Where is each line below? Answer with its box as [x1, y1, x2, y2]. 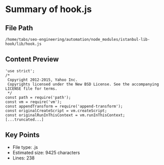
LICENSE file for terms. [5, 86, 58, 91]
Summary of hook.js [5, 4, 92, 15]
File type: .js [12, 144, 38, 150]
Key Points [5, 131, 40, 139]
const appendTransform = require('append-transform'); [5, 103, 123, 109]
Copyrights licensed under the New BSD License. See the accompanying [7, 82, 159, 87]
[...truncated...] [5, 117, 44, 122]
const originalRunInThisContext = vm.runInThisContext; [5, 113, 125, 118]
